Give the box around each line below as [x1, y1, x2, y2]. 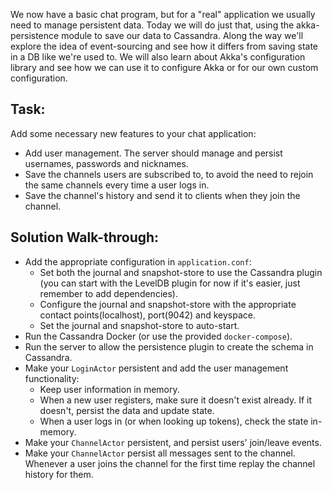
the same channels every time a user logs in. [24, 179, 210, 191]
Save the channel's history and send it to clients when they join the [24, 189, 301, 201]
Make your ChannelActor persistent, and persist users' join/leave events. [24, 436, 322, 448]
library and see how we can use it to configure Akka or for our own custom [10, 62, 319, 73]
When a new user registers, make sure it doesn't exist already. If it [39, 394, 313, 406]
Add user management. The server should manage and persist [24, 147, 283, 159]
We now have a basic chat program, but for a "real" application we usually [10, 9, 316, 20]
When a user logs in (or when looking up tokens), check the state [39, 415, 309, 427]
